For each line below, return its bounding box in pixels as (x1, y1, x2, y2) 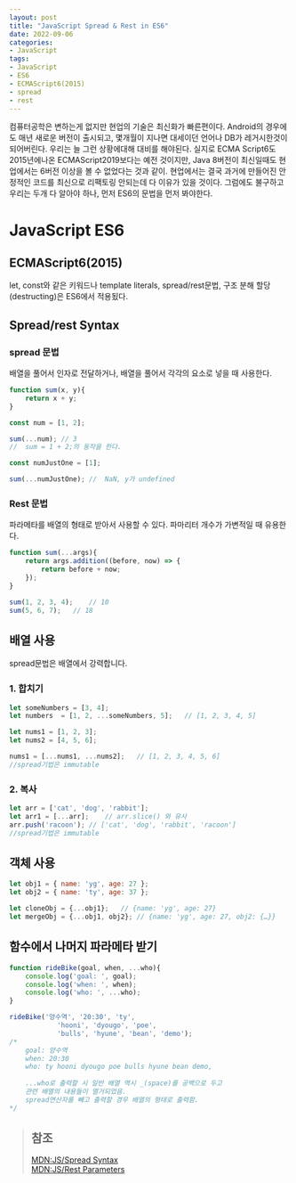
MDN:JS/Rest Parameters (30, 1164, 125, 1175)
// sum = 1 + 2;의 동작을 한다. (9, 443, 122, 452)
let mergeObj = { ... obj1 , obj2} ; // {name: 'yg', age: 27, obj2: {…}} (9, 912, 276, 922)
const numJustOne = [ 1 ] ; (9, 459, 101, 468)
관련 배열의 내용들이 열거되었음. (25, 1088, 127, 1097)
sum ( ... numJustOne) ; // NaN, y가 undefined (9, 475, 175, 484)
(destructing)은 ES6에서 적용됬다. (9, 291, 129, 302)
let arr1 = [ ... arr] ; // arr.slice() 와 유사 (9, 812, 188, 821)
